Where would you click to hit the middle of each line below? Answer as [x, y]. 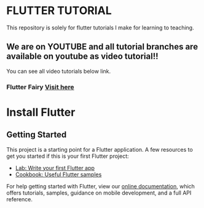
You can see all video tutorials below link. [59, 71]
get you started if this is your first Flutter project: [68, 156]
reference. [19, 199]
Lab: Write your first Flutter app [55, 168]
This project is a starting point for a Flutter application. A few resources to [100, 149]
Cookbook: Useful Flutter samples [58, 174]
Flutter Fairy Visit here [41, 87]
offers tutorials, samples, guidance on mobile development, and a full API [99, 193]
